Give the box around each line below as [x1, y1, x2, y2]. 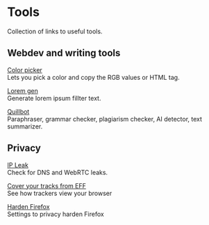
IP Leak [7, 160, 29, 169]
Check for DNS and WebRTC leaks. [7, 168, 108, 176]
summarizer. [7, 122, 43, 131]
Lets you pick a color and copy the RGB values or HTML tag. [7, 73, 180, 81]
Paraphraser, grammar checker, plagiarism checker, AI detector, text [7, 115, 203, 123]
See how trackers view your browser [7, 189, 112, 197]
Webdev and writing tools [7, 47, 121, 59]
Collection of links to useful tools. [7, 27, 103, 35]
